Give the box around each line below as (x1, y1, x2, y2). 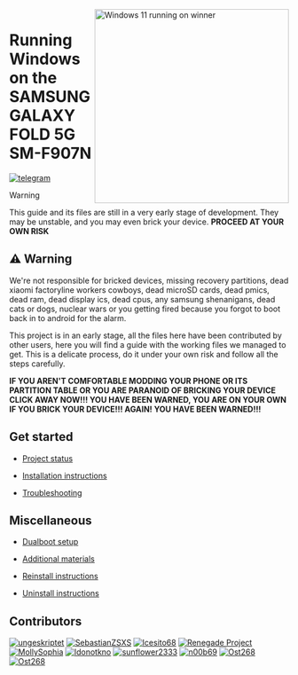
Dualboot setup (21, 537, 79, 547)
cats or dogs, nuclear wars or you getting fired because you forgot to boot (9, 303, 281, 314)
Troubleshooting (21, 487, 82, 498)
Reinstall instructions (21, 571, 99, 582)
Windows (9, 49, 81, 69)
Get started (9, 429, 74, 444)
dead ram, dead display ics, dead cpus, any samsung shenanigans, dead (9, 294, 276, 304)
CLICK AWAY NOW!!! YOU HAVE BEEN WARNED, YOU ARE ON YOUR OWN (9, 394, 286, 404)
